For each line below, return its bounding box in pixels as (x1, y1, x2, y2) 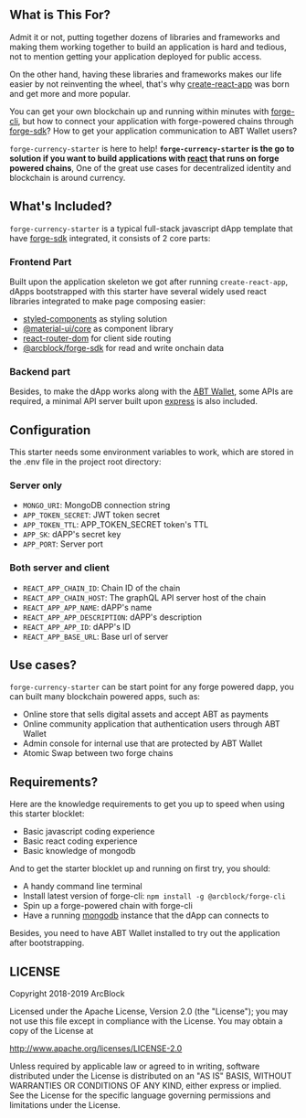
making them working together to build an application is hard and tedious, (9, 41, 288, 52)
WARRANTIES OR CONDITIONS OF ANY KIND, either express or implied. (9, 1081, 281, 1091)
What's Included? (9, 198, 112, 214)
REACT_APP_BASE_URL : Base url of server (22, 631, 169, 642)
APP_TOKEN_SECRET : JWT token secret (22, 509, 160, 520)
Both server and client (9, 561, 110, 574)
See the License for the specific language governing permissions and (9, 1090, 271, 1101)
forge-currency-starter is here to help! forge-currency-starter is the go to (9, 143, 295, 154)
